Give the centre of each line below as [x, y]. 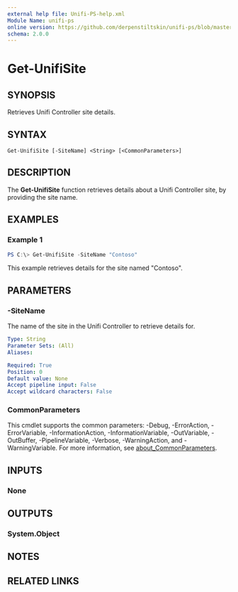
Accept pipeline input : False [52, 385]
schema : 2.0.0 [28, 34]
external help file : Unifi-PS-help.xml [66, 14]
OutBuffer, [22, 441]
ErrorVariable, [28, 433]
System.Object [34, 534]
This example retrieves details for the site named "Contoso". [95, 268]
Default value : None [38, 378]
